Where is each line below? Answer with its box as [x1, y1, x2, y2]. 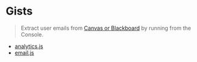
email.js [14, 49, 34, 56]
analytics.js [14, 43, 43, 50]
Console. [20, 30, 44, 38]
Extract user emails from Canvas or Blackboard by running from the [20, 24, 191, 32]
